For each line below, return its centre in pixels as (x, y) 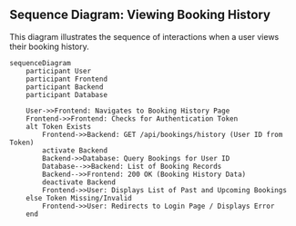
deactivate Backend (79, 182)
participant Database (66, 94)
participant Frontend (66, 79)
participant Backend (65, 87)
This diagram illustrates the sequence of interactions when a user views (144, 36)
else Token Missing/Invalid (79, 198)
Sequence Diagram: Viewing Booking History (140, 15)
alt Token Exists (59, 126)
